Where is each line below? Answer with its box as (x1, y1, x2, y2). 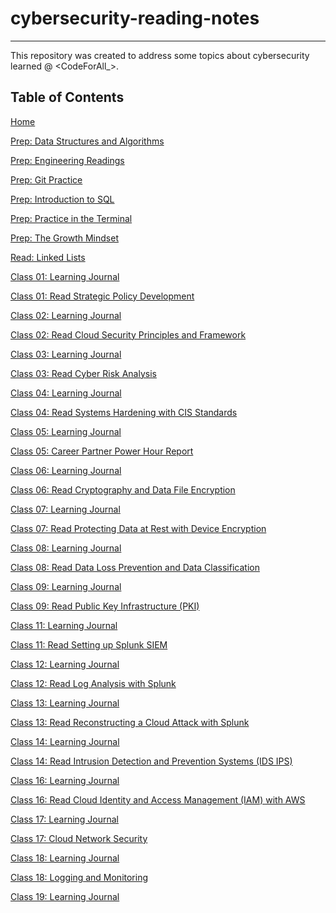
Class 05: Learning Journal (10, 425, 122, 437)
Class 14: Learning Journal (10, 735, 120, 747)
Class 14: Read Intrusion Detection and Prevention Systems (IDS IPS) (10, 755, 293, 767)
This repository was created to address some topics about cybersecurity (10, 49, 310, 61)
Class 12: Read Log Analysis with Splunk (10, 677, 177, 689)
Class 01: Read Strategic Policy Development (10, 290, 195, 302)
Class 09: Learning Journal (10, 580, 122, 592)
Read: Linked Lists (10, 251, 86, 263)
